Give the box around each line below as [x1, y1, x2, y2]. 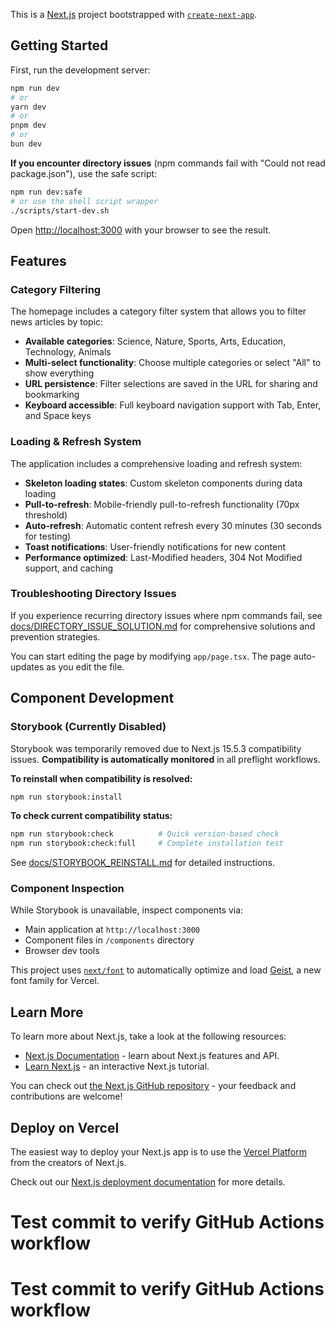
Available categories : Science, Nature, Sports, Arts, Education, [24, 335, 287, 348]
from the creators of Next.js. [10, 1157, 127, 1169]
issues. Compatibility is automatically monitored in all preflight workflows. [10, 753, 321, 765]
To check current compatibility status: [10, 810, 173, 822]
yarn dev [10, 102, 47, 112]
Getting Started [10, 37, 109, 54]
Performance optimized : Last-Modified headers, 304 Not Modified [24, 551, 303, 563]
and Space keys [24, 410, 92, 422]
